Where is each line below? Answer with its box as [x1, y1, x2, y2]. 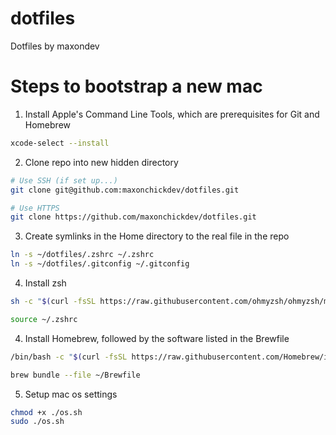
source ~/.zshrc [10, 314, 78, 324]
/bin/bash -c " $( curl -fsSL [10, 352, 128, 362]
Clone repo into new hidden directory [24, 156, 179, 168]
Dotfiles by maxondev [10, 40, 100, 52]
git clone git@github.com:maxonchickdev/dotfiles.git [10, 185, 240, 195]
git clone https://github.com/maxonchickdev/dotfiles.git [10, 212, 257, 222]
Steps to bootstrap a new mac [10, 75, 263, 98]
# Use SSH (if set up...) [10, 175, 118, 186]
